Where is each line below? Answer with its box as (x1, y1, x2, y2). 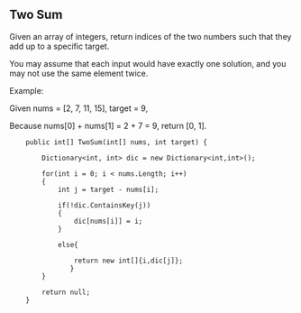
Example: (9, 85, 44, 96)
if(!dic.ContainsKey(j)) (57, 200, 151, 210)
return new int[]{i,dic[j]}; (73, 256, 183, 265)
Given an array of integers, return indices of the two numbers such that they (9, 31, 292, 41)
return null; (41, 288, 91, 297)
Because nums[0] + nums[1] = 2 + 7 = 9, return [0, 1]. (9, 120, 207, 131)
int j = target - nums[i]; (57, 185, 160, 194)
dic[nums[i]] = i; (73, 216, 143, 226)
